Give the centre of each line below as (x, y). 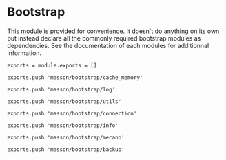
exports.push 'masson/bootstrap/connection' (72, 113)
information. (24, 53)
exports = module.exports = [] (52, 65)
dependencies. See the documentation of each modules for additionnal (108, 45)
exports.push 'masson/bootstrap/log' (61, 89)
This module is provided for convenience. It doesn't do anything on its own (113, 31)
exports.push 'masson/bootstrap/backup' (66, 149)
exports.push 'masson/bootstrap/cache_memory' (75, 77)
